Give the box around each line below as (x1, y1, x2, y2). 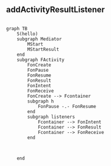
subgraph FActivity (17, 56, 65, 63)
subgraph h (27, 98, 54, 104)
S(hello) (17, 31, 38, 37)
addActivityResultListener (6, 5, 105, 15)
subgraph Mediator (17, 36, 62, 42)
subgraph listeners (27, 114, 76, 120)
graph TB (6, 25, 28, 31)
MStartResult (27, 46, 60, 52)
